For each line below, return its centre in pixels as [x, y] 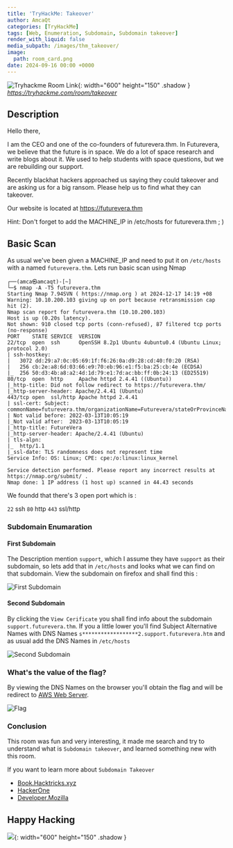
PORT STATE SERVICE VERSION [54, 337]
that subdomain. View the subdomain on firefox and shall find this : [103, 573]
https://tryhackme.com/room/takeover [62, 92]
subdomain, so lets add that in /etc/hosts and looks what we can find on [111, 566]
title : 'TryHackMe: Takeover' [51, 14]
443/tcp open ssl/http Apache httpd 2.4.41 [72, 398]
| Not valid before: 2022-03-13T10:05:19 [68, 416]
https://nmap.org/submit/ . [48, 477]
